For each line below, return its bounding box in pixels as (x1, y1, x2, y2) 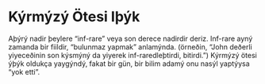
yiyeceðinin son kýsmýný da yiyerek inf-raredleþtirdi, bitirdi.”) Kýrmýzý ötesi (8, 50, 258, 60)
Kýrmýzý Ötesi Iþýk (8, 8, 140, 26)
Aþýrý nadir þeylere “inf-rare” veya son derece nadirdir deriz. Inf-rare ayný (8, 34, 253, 43)
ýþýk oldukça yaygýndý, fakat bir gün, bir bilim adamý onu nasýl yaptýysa (8, 59, 250, 68)
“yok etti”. (8, 67, 40, 76)
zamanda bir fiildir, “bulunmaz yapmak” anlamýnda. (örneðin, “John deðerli (8, 42, 252, 51)
